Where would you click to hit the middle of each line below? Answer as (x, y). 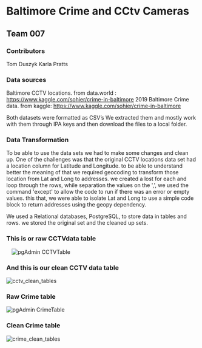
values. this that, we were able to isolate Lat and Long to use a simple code (100, 198)
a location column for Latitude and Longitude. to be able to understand (95, 166)
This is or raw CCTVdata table (51, 239)
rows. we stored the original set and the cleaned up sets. (77, 223)
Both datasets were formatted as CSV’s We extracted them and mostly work (101, 118)
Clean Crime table (33, 326)
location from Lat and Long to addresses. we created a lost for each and (96, 179)
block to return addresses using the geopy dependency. (76, 205)
